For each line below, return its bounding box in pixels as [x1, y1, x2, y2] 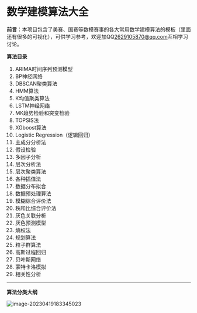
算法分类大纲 [6, 288, 37, 295]
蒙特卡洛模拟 [15, 263, 46, 270]
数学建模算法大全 [6, 5, 89, 19]
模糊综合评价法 [15, 197, 51, 204]
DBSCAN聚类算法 [15, 80, 58, 87]
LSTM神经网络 [15, 102, 50, 109]
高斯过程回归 [15, 249, 46, 256]
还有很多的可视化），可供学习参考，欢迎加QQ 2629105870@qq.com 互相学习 [6, 33, 189, 40]
